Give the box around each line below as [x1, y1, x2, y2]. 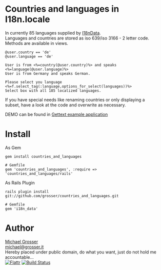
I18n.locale [5, 14, 50, 25]
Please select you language [5, 80, 62, 84]
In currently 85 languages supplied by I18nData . [5, 30, 101, 36]
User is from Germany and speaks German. [5, 71, 91, 76]
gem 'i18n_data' [5, 206, 38, 211]
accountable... [5, 254, 34, 260]
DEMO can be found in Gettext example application [5, 111, 108, 117]
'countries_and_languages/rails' [5, 171, 73, 176]
